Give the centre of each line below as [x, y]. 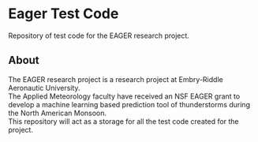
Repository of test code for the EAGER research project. [99, 35]
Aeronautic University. [44, 88]
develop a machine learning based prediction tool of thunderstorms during [129, 104]
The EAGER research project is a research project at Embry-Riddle [116, 79]
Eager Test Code [64, 14]
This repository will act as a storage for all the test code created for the [123, 121]
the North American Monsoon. [58, 113]
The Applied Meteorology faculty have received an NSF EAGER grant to [124, 96]
